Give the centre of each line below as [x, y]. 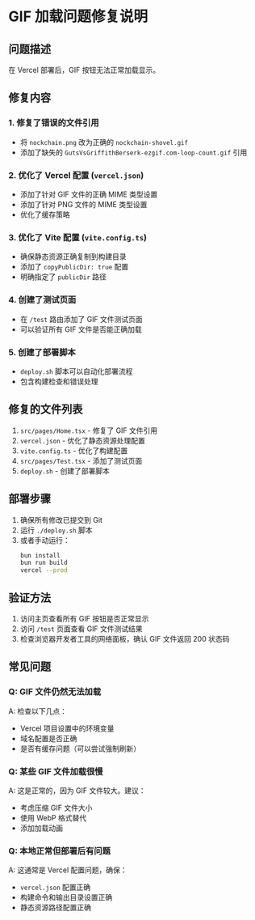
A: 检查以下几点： [38, 711]
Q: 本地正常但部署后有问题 [59, 850]
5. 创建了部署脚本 [42, 352]
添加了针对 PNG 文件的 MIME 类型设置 [84, 204]
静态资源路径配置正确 [55, 908]
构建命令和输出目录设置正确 [66, 897]
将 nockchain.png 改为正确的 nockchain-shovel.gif [104, 142]
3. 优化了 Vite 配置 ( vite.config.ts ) [78, 237]
